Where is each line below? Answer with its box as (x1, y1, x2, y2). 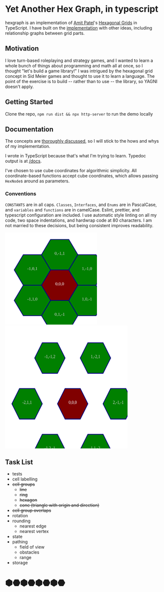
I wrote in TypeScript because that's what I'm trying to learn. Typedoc (5, 153, 146, 159)
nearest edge (19, 523, 47, 529)
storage (12, 560, 28, 566)
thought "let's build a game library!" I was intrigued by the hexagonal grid (5, 68, 153, 74)
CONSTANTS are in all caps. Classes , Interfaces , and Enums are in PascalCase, (5, 202, 157, 207)
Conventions (5, 190, 37, 197)
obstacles (19, 549, 40, 555)
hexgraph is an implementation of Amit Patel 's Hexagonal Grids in (5, 20, 138, 26)
